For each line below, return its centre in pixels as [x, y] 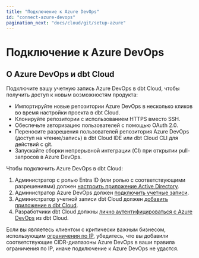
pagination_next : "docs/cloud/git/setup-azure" [66, 23]
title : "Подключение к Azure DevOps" [53, 12]
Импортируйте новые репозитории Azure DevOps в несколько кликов [104, 106]
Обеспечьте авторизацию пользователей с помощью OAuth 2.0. [96, 125]
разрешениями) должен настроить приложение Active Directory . [97, 186]
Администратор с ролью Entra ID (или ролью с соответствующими [100, 180]
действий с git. [34, 144]
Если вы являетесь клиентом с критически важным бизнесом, [86, 229]
